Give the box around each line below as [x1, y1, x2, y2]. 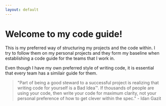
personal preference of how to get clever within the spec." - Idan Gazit [17, 95, 162, 101]
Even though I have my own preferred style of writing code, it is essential [5, 65, 155, 71]
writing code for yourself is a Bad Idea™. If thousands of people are [17, 85, 155, 91]
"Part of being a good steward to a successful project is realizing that [17, 79, 159, 85]
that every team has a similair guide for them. [5, 70, 98, 76]
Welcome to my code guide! [5, 28, 122, 39]
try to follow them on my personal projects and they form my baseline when [5, 50, 160, 56]
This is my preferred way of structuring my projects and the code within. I [5, 45, 155, 51]
